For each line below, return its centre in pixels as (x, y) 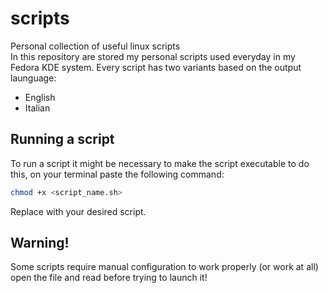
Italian (37, 108)
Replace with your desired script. (78, 211)
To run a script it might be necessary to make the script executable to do (160, 163)
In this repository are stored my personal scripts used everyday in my (153, 56)
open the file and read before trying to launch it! (109, 278)
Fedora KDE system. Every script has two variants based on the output (156, 67)
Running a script (62, 139)
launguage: (33, 78)
